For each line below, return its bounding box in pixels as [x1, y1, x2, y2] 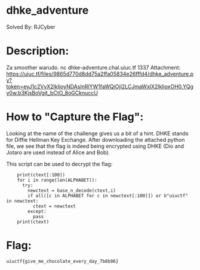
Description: [6, 44, 69, 58]
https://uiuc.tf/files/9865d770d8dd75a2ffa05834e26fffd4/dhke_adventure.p [6, 70, 194, 77]
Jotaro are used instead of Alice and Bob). [6, 148, 110, 156]
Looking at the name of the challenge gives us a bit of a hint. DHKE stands [6, 129, 189, 137]
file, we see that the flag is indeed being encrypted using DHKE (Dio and [6, 142, 184, 150]
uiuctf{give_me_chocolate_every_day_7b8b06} [6, 258, 119, 264]
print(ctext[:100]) [17, 172, 66, 178]
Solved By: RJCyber [6, 23, 56, 30]
